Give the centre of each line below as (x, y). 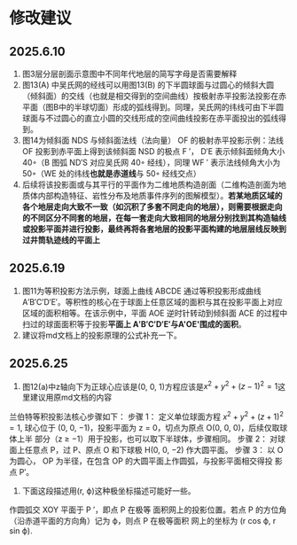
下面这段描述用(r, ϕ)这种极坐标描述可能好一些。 (109, 490)
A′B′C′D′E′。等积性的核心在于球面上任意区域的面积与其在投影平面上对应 (152, 301)
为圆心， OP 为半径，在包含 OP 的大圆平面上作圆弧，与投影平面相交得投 (141, 461)
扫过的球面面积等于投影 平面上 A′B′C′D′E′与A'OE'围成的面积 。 (134, 323)
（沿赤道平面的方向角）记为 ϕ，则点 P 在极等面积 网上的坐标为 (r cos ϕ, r (143, 520)
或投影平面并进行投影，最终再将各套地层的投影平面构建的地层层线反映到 (154, 229)
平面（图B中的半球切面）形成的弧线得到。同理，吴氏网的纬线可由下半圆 (152, 107)
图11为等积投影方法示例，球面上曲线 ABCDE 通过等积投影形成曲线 (141, 291)
